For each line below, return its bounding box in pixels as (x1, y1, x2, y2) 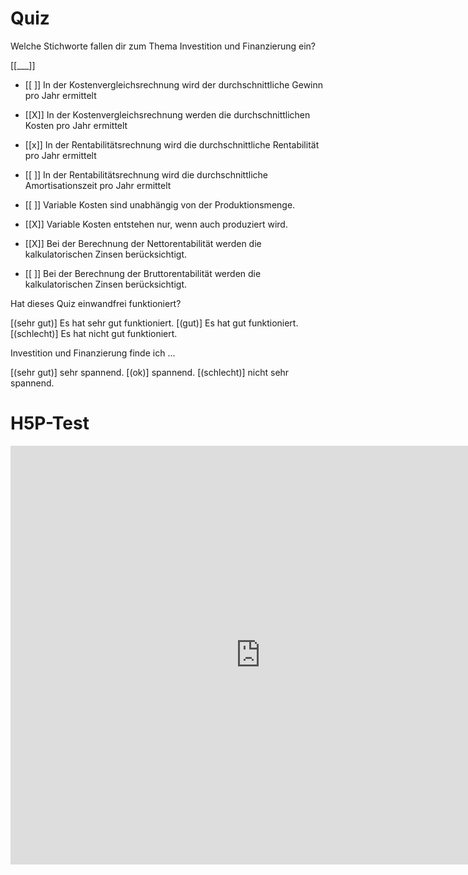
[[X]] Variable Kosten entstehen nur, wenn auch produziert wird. (24, 218, 288, 230)
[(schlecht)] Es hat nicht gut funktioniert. (10, 327, 178, 339)
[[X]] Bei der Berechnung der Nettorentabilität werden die (24, 237, 262, 249)
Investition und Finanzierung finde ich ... (10, 347, 176, 359)
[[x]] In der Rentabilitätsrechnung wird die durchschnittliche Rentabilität (24, 138, 320, 151)
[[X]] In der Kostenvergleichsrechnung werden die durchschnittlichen (24, 108, 311, 121)
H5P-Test (10, 412, 90, 435)
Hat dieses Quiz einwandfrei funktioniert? (10, 297, 182, 309)
